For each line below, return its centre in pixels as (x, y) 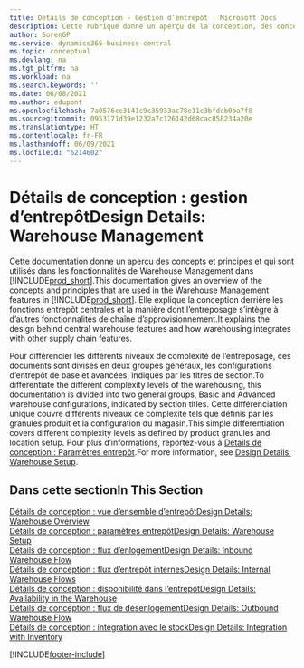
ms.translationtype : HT (54, 128)
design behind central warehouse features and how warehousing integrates (150, 328)
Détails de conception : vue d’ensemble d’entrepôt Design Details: (131, 512)
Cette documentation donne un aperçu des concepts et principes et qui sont (152, 261)
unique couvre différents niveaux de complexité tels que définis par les (142, 413)
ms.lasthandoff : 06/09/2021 (62, 144)
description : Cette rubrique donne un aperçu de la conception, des (141, 26)
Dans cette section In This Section (106, 490)
